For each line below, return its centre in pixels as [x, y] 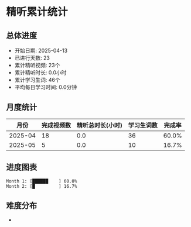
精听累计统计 [37, 12]
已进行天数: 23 [32, 58]
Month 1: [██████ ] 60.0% [42, 181]
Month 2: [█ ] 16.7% [42, 186]
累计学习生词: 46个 [37, 80]
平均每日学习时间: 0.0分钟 [46, 87]
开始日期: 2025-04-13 [41, 51]
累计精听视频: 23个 [37, 65]
